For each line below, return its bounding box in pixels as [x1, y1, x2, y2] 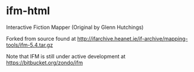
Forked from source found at [6, 35, 76, 42]
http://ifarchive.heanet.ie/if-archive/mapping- [77, 35, 188, 42]
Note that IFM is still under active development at [6, 53, 126, 60]
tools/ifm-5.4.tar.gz [6, 41, 53, 48]
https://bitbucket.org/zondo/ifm [6, 59, 83, 66]
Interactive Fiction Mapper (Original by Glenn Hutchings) [6, 24, 144, 31]
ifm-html [6, 4, 50, 18]
